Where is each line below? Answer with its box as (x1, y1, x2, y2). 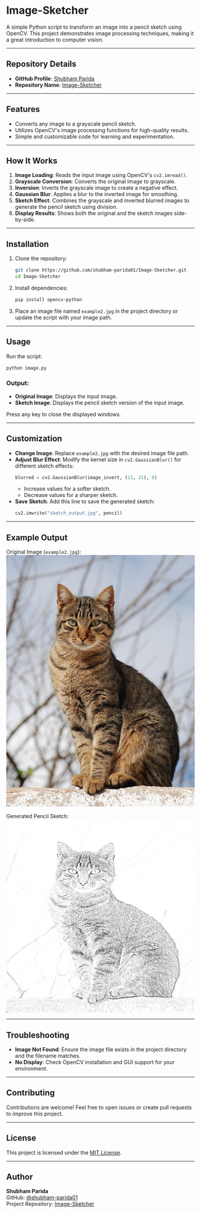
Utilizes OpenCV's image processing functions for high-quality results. (14, 126, 189, 133)
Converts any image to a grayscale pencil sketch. (14, 120, 136, 127)
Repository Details (6, 59, 77, 69)
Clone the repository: (14, 255, 68, 262)
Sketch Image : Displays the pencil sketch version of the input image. (14, 399, 185, 406)
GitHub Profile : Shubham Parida (14, 75, 95, 82)
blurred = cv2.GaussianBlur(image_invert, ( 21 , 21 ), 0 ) (14, 474, 157, 480)
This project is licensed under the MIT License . (6, 1149, 122, 1156)
